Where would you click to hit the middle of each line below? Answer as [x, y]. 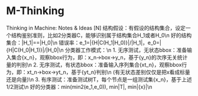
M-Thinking [35, 11]
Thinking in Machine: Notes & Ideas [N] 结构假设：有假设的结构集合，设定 [96, 28]
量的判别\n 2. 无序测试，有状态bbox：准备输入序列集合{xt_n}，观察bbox [94, 64]
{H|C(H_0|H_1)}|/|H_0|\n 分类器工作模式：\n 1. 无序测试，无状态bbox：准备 [97, 50]
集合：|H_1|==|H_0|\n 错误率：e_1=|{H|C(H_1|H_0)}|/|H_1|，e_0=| [84, 42]
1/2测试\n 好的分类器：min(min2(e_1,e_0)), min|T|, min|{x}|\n [79, 87]
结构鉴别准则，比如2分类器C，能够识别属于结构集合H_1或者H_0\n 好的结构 [101, 35]
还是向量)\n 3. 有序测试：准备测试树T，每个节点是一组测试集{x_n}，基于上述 [99, 79]
